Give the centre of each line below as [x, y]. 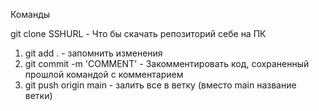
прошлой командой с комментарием [104, 74]
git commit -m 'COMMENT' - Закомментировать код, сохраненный [167, 63]
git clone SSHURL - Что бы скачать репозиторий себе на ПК [138, 33]
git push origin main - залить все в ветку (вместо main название [160, 85]
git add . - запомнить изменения [93, 53]
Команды [30, 14]
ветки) [38, 95]
